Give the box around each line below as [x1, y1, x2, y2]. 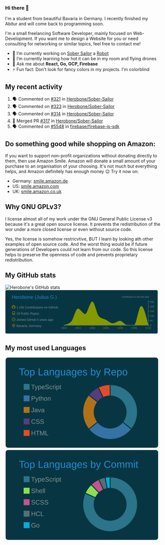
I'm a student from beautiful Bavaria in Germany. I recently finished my [5, 16, 149, 22]
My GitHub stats [5, 271, 56, 280]
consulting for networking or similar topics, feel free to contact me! [5, 41, 141, 47]
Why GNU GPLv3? [5, 203, 62, 211]
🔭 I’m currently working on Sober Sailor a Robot [12, 50, 109, 56]
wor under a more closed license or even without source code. [5, 226, 132, 232]
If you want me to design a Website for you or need [34, 36, 139, 41]
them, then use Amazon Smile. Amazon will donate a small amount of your [5, 158, 156, 164]
